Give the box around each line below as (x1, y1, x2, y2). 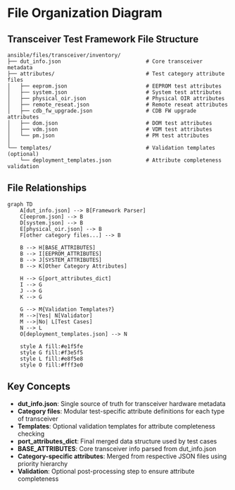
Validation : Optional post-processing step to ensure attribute (17, 467, 195, 475)
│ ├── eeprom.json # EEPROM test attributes (7, 83, 222, 90)
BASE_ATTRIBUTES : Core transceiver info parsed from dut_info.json (17, 444, 217, 453)
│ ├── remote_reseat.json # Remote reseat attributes (7, 101, 229, 108)
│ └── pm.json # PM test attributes (7, 132, 210, 139)
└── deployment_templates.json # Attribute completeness (20, 157, 222, 164)
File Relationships (7, 182, 87, 194)
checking (17, 429, 45, 438)
